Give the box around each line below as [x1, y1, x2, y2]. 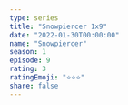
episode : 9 [9, 56, 51, 65]
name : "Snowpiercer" [9, 38, 88, 48]
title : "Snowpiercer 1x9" [9, 22, 107, 31]
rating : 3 [9, 65, 47, 74]
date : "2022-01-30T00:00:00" [9, 30, 120, 39]
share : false [9, 81, 59, 90]
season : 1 [9, 47, 47, 57]
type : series [9, 13, 59, 23]
